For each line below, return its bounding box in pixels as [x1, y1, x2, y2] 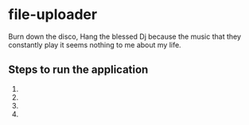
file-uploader [8, 6, 98, 24]
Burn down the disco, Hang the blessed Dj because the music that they [8, 32, 241, 41]
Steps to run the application [8, 63, 149, 77]
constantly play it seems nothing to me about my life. [8, 40, 181, 49]
